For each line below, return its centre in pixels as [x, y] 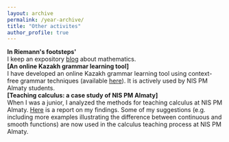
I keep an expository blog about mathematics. [72, 59]
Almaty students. [31, 88]
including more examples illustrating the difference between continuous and [114, 117]
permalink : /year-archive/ [46, 20]
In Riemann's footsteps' [42, 52]
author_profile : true [38, 32]
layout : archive [30, 13]
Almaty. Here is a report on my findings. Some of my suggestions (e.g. [106, 110]
